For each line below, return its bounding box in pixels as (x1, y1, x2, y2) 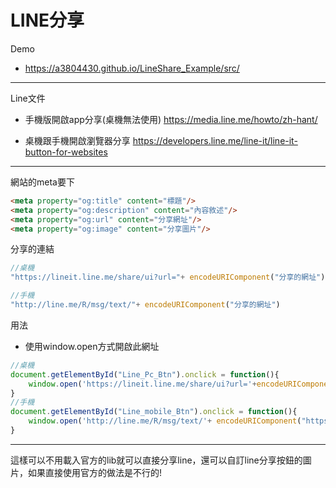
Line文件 (10, 92, 46, 104)
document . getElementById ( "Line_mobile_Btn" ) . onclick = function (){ (10, 407, 298, 417)
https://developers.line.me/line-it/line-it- (132, 134, 298, 146)
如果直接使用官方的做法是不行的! (27, 466, 163, 478)
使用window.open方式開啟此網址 (24, 340, 160, 352)
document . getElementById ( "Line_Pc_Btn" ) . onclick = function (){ (10, 369, 280, 380)
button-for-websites (24, 146, 108, 158)
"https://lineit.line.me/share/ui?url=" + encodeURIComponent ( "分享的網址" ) (10, 272, 326, 283)
